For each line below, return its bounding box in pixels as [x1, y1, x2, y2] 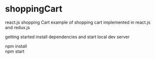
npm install [5, 43, 27, 49]
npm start [5, 48, 25, 54]
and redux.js [5, 24, 30, 30]
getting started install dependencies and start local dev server [5, 34, 130, 40]
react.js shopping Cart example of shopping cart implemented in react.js [5, 19, 151, 25]
